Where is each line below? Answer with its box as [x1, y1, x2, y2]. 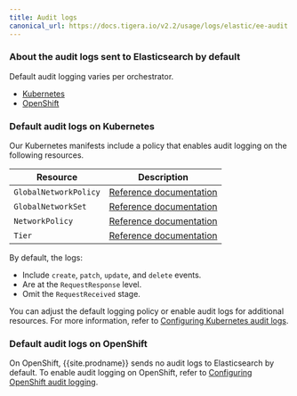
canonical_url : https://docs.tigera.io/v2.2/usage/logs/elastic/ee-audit [9, 21, 289, 30]
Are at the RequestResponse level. [21, 279, 142, 290]
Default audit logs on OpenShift [9, 338, 148, 351]
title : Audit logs [9, 12, 77, 22]
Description [137, 171, 189, 184]
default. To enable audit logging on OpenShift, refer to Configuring [9, 367, 253, 378]
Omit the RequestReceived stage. [21, 289, 140, 300]
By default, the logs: [9, 252, 83, 263]
